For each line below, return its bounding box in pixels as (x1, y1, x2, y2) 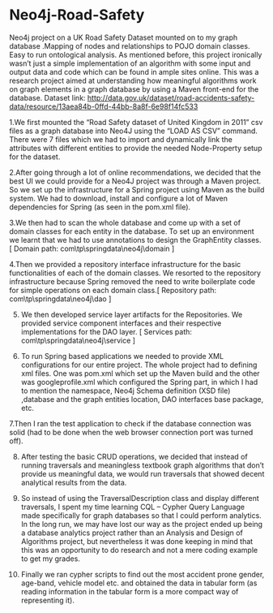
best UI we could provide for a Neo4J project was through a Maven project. (9, 176, 262, 186)
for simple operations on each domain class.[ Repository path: (9, 285, 217, 295)
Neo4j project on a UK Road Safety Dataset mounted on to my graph (9, 32, 238, 42)
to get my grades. (20, 554, 80, 563)
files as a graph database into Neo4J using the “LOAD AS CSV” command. (9, 126, 258, 136)
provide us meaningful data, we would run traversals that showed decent (20, 468, 265, 478)
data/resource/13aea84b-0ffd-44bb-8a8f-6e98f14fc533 (9, 101, 198, 111)
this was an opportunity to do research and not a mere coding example (20, 545, 258, 555)
